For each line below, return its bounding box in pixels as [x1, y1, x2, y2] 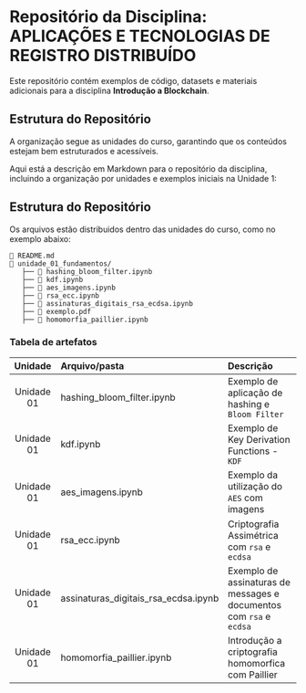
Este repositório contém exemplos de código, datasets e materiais [9, 75, 258, 86]
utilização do [227, 479, 283, 492]
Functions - [227, 445, 279, 457]
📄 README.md [9, 251, 55, 260]
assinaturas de [227, 575, 291, 588]
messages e [227, 587, 280, 600]
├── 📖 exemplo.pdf [21, 307, 92, 316]
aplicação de [227, 386, 283, 399]
